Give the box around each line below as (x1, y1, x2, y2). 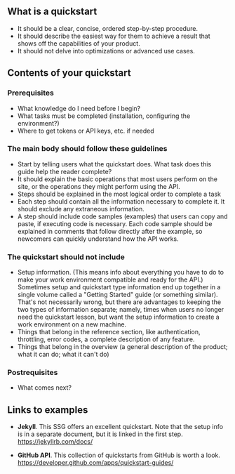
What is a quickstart (7, 6, 98, 18)
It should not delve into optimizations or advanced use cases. (17, 46, 195, 55)
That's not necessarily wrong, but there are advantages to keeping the (17, 298, 222, 306)
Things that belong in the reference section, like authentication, (17, 328, 201, 336)
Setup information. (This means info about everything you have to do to (17, 268, 224, 277)
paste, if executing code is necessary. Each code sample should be (17, 219, 213, 228)
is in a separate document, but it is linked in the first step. (17, 430, 184, 438)
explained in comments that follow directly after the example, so (17, 227, 203, 235)
